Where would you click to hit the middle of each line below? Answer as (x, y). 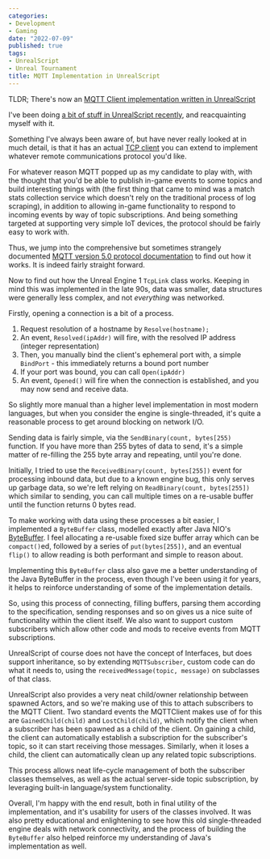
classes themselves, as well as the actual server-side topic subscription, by (134, 779)
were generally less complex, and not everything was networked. (116, 297)
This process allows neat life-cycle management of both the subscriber (127, 770)
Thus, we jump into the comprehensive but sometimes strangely (115, 247)
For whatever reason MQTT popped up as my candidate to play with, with (130, 171)
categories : (28, 16)
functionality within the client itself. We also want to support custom (121, 620)
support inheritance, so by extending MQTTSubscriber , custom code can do (132, 661)
